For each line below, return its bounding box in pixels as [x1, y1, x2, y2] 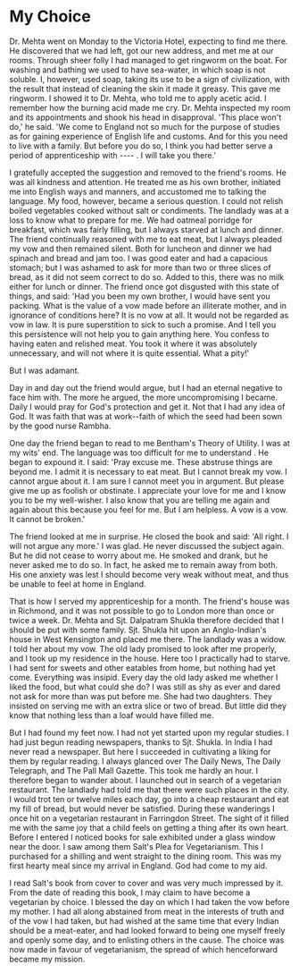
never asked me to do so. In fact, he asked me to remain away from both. [9, 559, 278, 570]
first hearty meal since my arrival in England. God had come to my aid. [9, 860, 268, 871]
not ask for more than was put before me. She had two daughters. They [9, 690, 272, 701]
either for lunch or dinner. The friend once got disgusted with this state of [9, 281, 279, 292]
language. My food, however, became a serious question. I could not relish [9, 195, 284, 207]
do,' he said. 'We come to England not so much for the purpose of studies [9, 121, 280, 131]
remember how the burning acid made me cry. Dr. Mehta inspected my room [9, 102, 291, 113]
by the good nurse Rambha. [9, 420, 112, 431]
